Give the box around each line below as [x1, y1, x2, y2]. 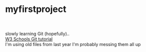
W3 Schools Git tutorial [5, 36, 53, 42]
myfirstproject [5, 3, 66, 15]
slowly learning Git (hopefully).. [5, 30, 70, 36]
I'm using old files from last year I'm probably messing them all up [5, 41, 141, 47]
